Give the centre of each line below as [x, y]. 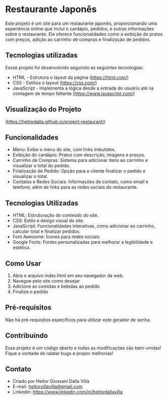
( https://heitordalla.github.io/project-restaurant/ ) [55, 121]
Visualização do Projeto [43, 109]
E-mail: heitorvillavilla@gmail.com [47, 387]
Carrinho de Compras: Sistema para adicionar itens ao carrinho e [80, 160]
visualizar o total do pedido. [41, 166]
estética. [21, 248]
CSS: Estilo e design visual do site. [48, 220]
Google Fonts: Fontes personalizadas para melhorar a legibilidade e [82, 242]
